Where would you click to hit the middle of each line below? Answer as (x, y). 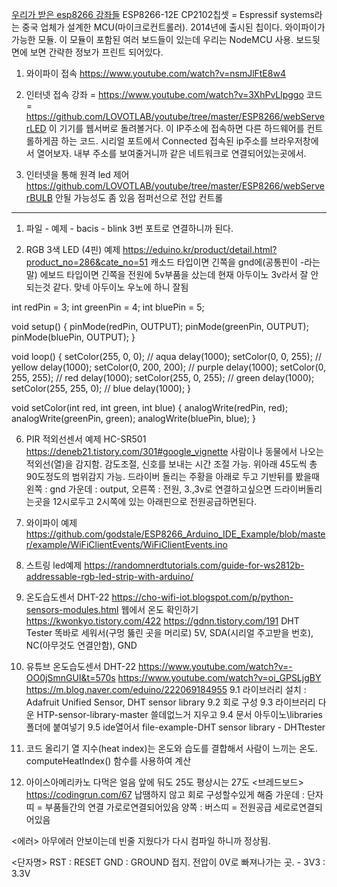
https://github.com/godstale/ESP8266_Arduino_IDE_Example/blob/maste (175, 534)
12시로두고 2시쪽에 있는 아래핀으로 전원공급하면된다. (155, 501)
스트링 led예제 (54, 565)
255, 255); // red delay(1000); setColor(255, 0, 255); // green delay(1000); (163, 377)
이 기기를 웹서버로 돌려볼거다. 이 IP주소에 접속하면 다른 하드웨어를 (176, 128)
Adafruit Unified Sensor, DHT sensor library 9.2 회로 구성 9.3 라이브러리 (170, 702)
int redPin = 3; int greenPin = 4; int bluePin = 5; (108, 307)
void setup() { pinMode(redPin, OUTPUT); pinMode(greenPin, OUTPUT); (160, 326)
